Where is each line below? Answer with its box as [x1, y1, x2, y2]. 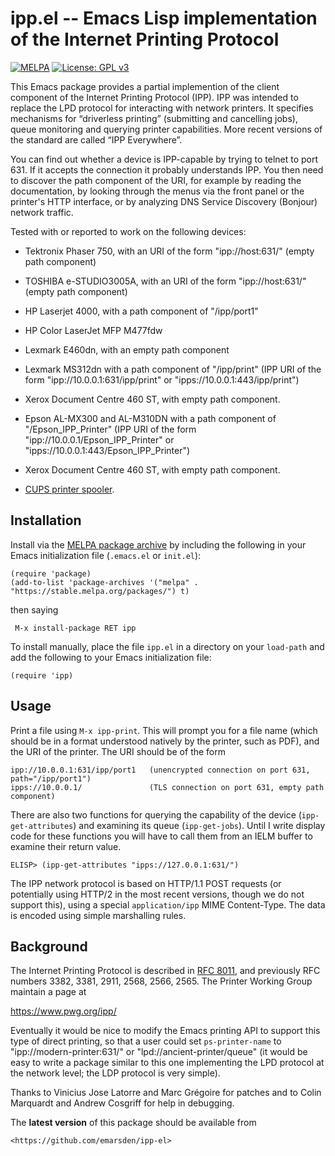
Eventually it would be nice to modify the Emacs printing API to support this [10, 1025, 321, 1037]
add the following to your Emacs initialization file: [10, 651, 212, 663]
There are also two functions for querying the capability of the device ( [10, 808, 302, 821]
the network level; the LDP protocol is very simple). [10, 1067, 221, 1079]
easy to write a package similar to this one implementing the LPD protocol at [10, 1057, 325, 1069]
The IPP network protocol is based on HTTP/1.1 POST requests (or [10, 877, 282, 889]
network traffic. [10, 206, 74, 218]
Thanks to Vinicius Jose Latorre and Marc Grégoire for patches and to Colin [10, 1087, 322, 1099]
